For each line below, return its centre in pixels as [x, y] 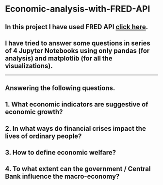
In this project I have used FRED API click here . [77, 27]
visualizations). [29, 66]
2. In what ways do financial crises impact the [76, 129]
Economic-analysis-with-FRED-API [78, 9]
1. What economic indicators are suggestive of [77, 104]
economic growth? [34, 112]
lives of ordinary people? [43, 136]
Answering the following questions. [60, 88]
